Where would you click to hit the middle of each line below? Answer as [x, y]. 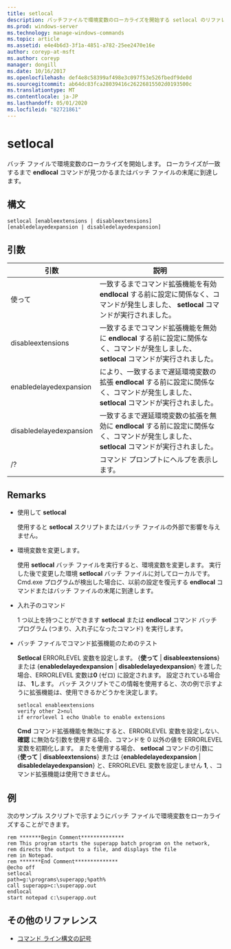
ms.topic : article [33, 39]
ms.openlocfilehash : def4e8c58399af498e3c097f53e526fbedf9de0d [100, 77]
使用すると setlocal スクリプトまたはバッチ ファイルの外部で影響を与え [119, 527]
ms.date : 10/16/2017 [37, 71]
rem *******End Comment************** [63, 862]
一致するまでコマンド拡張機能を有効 [158, 284]
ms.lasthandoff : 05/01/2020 [47, 103]
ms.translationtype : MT [41, 90]
